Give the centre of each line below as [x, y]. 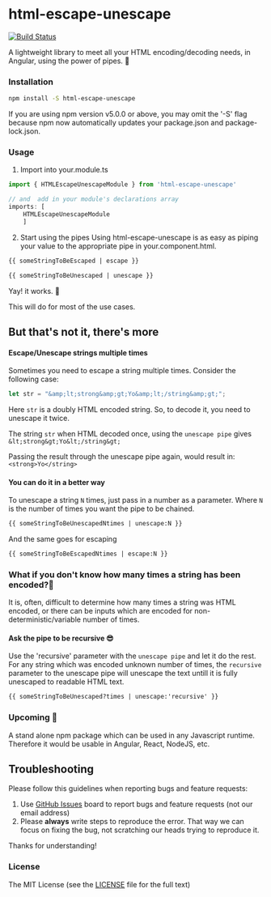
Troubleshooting [51, 769]
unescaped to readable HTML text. [66, 682]
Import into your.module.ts [64, 170]
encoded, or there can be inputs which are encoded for [100, 611]
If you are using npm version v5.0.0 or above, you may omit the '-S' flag [128, 114]
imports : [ [27, 207]
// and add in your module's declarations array [94, 199]
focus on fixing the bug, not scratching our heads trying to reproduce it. [140, 830]
